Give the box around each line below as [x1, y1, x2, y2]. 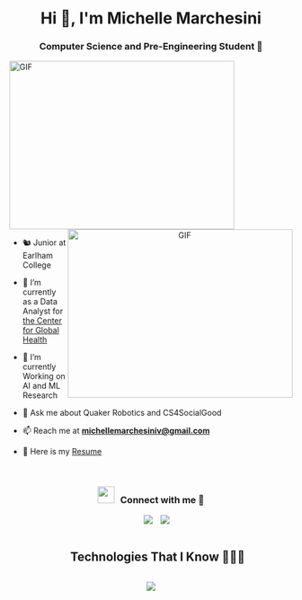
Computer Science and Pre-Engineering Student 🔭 [39, 40, 263, 53]
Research [22, 390, 58, 401]
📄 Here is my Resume [22, 446, 102, 457]
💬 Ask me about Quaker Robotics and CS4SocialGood [22, 408, 222, 419]
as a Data [22, 296, 58, 307]
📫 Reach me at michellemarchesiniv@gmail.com [22, 426, 210, 437]
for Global [22, 325, 60, 336]
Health [22, 334, 48, 345]
